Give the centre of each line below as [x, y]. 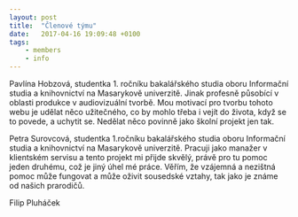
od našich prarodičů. [47, 186]
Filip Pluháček [35, 203]
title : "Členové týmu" [53, 26]
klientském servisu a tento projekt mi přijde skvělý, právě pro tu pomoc [138, 157]
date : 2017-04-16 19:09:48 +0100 [75, 34]
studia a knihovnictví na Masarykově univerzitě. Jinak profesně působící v [144, 93]
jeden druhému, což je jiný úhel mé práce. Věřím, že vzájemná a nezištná [143, 167]
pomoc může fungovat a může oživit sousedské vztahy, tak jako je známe [144, 176]
